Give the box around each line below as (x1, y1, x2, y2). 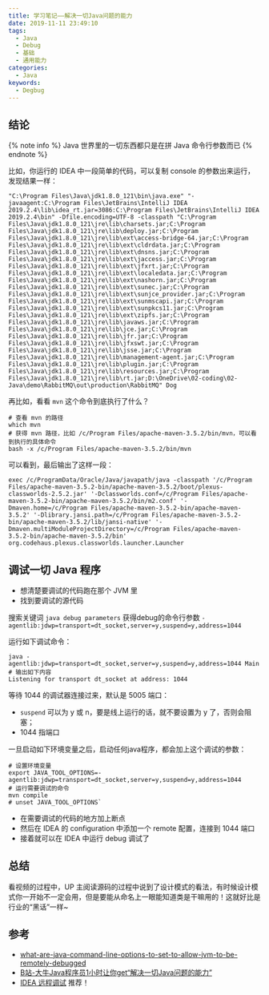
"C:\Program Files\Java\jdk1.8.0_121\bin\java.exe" (8, 192, 184, 200)
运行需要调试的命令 (15, 784, 70, 792)
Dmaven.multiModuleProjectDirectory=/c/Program (8, 526, 171, 534)
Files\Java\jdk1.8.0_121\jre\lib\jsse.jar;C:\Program (8, 346, 192, 355)
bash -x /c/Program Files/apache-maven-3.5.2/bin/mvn (8, 445, 192, 453)
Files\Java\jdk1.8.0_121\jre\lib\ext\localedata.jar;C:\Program (8, 269, 227, 277)
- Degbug (15, 86, 45, 95)
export (8, 769, 30, 777)
